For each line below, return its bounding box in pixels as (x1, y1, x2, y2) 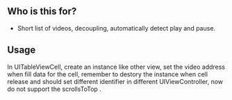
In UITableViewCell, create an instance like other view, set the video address (7, 62, 226, 71)
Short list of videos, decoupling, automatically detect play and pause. (17, 24, 216, 32)
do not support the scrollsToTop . (7, 85, 102, 93)
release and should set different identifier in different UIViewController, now (7, 77, 224, 85)
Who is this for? (7, 6, 77, 17)
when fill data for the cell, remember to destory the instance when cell (7, 69, 208, 78)
